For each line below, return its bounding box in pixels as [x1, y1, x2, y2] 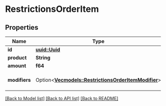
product [7, 54, 27, 61]
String [35, 54, 51, 61]
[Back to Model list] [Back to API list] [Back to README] [5, 96, 119, 101]
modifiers [7, 77, 31, 83]
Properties [5, 23, 39, 32]
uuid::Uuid [35, 46, 60, 53]
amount [7, 62, 26, 69]
